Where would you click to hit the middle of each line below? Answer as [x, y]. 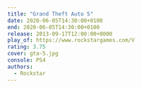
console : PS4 [27, 60]
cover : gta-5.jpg [33, 54]
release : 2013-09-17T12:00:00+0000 [60, 34]
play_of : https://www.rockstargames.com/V [71, 40]
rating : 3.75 [27, 47]
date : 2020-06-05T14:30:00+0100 [55, 21]
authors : [20, 67]
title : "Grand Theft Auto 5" [50, 14]
